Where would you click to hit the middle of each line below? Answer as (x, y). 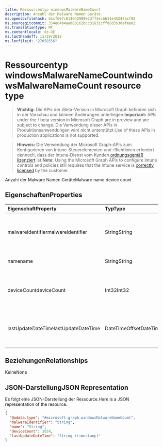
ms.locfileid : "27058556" (31, 41)
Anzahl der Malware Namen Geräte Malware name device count (68, 179)
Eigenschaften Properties (44, 195)
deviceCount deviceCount (36, 290)
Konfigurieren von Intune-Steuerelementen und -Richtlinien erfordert (85, 150)
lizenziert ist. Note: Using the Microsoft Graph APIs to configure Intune (87, 160)
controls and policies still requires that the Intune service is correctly (85, 165)
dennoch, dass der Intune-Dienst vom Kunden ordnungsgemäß (80, 155)
